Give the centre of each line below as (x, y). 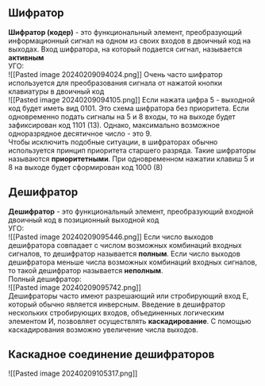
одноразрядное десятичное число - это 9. (80, 133)
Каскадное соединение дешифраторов (111, 355)
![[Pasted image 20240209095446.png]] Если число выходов (111, 237)
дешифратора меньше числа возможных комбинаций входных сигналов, (133, 262)
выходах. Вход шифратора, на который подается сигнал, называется (125, 49)
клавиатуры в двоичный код (56, 91)
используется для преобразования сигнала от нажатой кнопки (115, 83)
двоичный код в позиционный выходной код (84, 220)
